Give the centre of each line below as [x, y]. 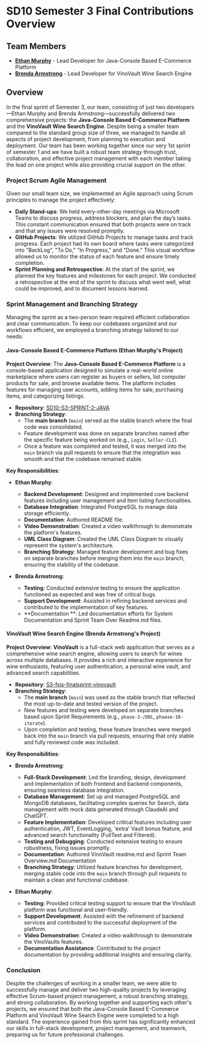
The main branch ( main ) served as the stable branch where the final [108, 420]
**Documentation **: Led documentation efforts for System [98, 613]
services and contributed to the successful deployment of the [100, 922]
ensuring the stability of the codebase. [72, 564]
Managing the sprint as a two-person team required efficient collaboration [98, 317]
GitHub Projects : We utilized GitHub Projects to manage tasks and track [104, 237]
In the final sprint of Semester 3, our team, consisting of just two [86, 107]
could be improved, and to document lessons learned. [82, 288]
